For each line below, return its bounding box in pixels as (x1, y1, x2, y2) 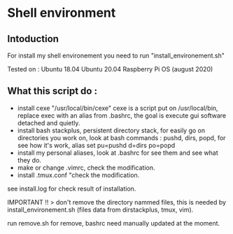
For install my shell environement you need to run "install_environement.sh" (7, 51, 225, 60)
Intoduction (7, 33, 59, 45)
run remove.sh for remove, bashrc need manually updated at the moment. (7, 219, 220, 227)
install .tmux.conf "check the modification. (17, 170, 140, 179)
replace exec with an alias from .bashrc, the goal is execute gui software (17, 111, 226, 120)
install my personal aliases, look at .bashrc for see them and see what (17, 149, 218, 157)
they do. (17, 156, 42, 164)
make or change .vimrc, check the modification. (17, 163, 155, 172)
